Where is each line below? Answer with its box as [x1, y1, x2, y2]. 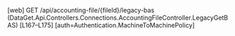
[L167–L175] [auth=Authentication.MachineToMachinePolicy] [19, 21, 195, 29]
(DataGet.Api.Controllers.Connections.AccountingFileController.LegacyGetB [7, 13, 229, 22]
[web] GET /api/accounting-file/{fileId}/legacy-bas [7, 6, 154, 14]
